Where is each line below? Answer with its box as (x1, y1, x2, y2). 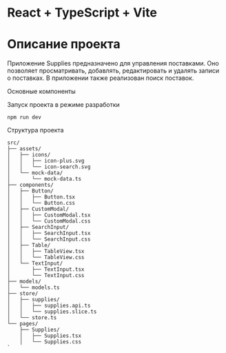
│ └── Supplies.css (19, 339, 81, 345)
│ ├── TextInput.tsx (7, 266, 85, 273)
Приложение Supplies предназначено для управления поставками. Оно (7, 59, 219, 68)
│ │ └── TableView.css (7, 254, 85, 261)
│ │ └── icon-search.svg (7, 163, 91, 170)
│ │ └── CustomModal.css (7, 218, 91, 225)
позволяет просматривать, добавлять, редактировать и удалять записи (7, 67, 220, 75)
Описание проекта (7, 37, 121, 52)
